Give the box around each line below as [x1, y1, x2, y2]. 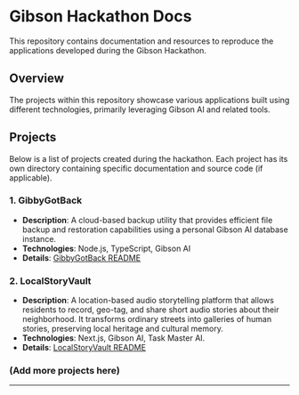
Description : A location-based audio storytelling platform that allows [21, 295, 274, 306]
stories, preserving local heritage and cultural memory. [21, 323, 224, 335]
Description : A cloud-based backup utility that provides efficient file [21, 214, 273, 225]
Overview [9, 71, 65, 86]
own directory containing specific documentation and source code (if [9, 163, 263, 173]
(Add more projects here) [9, 365, 120, 377]
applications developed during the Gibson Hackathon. [9, 44, 207, 55]
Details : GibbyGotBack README [21, 252, 141, 263]
